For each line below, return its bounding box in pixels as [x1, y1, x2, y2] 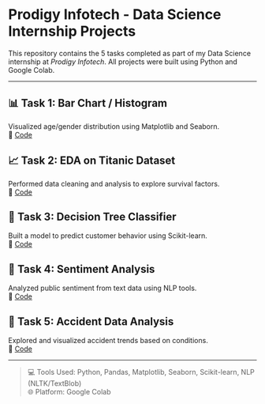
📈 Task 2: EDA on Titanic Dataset [8, 154, 176, 168]
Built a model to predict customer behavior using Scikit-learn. [8, 231, 207, 240]
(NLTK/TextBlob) [27, 379, 82, 388]
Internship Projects [8, 22, 136, 40]
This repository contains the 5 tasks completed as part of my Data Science [8, 48, 251, 58]
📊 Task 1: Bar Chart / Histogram [8, 96, 168, 110]
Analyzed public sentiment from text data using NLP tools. [8, 283, 197, 293]
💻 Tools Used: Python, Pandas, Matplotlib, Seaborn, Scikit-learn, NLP [27, 368, 255, 376]
